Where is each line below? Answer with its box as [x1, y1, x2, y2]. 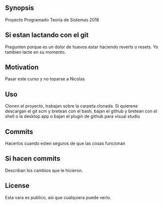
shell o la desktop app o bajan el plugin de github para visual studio [5, 113, 140, 119]
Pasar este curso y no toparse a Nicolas [5, 76, 85, 82]
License [5, 182, 30, 190]
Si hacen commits [5, 154, 61, 163]
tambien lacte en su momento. [5, 49, 66, 55]
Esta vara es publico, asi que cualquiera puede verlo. [5, 194, 111, 200]
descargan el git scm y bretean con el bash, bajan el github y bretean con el [5, 108, 157, 114]
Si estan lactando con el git [5, 31, 89, 39]
